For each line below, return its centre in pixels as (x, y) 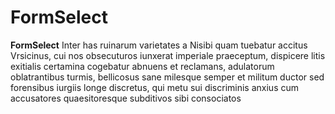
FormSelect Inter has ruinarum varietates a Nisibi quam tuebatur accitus (159, 45)
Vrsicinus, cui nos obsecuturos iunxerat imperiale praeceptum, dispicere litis (168, 55)
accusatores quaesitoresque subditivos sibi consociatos (126, 98)
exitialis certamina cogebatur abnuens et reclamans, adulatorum (142, 66)
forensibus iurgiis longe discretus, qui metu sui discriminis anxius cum (155, 87)
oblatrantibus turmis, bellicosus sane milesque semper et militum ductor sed (167, 77)
